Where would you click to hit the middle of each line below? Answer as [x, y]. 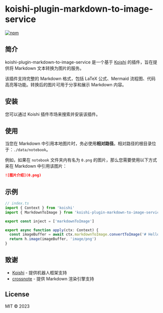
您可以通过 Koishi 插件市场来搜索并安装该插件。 [53, 114]
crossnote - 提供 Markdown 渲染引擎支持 [53, 278]
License [17, 294]
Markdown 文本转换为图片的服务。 [49, 68]
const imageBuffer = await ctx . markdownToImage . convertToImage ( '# [78, 235]
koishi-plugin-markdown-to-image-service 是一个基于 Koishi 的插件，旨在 [79, 62]
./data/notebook [30, 150]
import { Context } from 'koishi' [40, 208]
